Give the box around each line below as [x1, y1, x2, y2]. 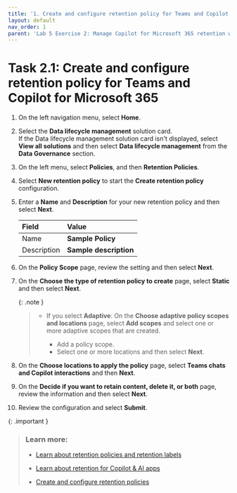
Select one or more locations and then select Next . [56, 347, 205, 356]
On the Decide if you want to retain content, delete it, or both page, [18, 383, 217, 391]
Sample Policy [67, 233, 116, 243]
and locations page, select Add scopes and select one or [46, 319, 214, 328]
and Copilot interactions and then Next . [18, 369, 136, 377]
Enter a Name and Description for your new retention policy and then [18, 198, 220, 206]
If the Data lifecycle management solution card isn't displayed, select [18, 134, 219, 143]
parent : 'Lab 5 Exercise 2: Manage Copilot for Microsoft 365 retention [8, 30, 226, 37]
